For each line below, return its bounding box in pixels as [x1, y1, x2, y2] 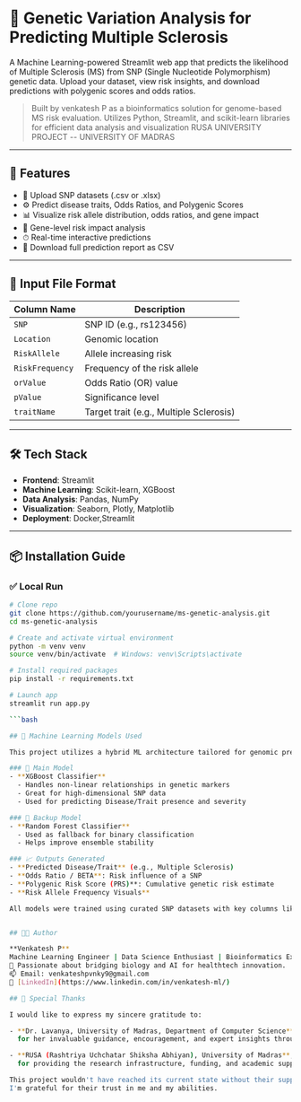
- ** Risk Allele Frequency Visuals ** [9, 888, 150, 896]
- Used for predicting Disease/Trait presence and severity [17, 797, 246, 806]
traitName [13, 407, 56, 416]
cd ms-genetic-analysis [9, 617, 99, 626]
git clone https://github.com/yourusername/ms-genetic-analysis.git [9, 608, 271, 617]
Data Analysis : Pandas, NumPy [21, 494, 139, 505]
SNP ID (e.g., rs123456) [84, 318, 187, 330]
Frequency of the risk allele [84, 362, 199, 374]
